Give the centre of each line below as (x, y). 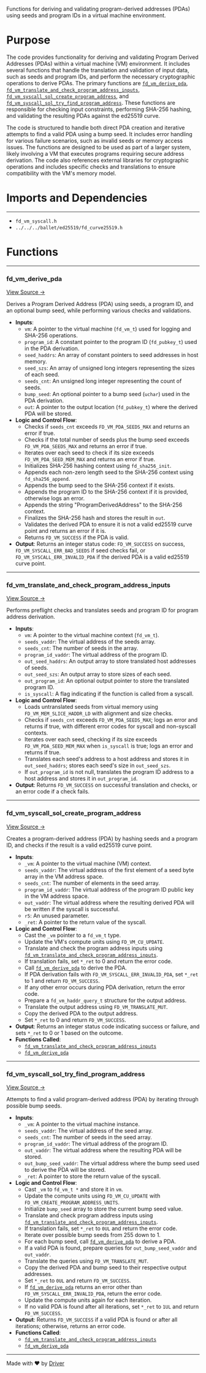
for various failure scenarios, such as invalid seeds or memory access (94, 140)
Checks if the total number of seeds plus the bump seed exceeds (107, 440)
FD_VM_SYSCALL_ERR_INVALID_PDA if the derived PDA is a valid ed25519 (102, 557)
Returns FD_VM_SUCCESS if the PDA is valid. (76, 537)
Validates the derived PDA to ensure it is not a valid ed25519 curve (108, 524)
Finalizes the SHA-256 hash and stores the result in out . (95, 518)
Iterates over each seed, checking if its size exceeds (91, 740)
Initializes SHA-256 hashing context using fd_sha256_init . (98, 466)
